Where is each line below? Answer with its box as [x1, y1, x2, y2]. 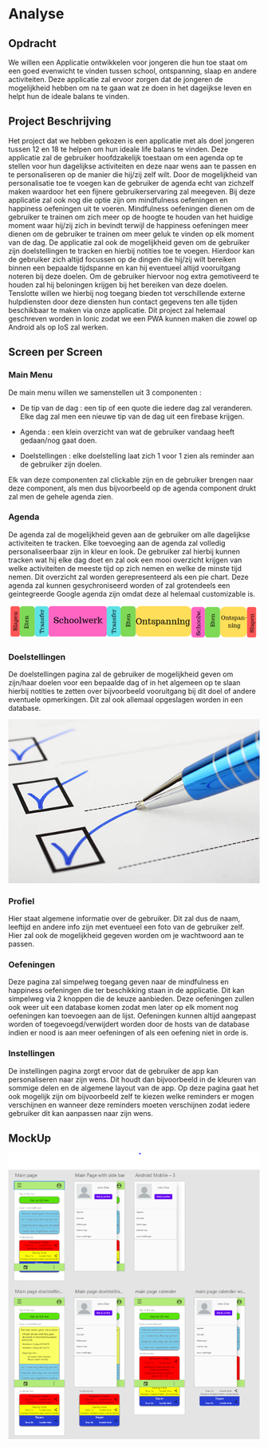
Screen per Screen [8, 345, 103, 359]
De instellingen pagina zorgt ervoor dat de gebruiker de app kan [8, 1066, 219, 1075]
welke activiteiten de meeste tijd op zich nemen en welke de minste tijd [8, 563, 242, 573]
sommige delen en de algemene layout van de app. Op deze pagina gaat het [8, 1082, 259, 1093]
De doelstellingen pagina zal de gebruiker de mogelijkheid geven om [8, 669, 234, 679]
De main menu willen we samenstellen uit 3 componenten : [8, 388, 202, 397]
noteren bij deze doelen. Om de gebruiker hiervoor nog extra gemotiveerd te [8, 271, 259, 281]
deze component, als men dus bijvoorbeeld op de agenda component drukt [8, 483, 257, 493]
